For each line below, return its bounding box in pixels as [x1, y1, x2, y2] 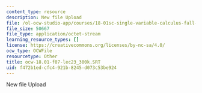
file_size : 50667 [6, 25, 50, 32]
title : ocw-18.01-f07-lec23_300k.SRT [6, 59, 101, 65]
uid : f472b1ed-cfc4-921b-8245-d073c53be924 [6, 64, 117, 71]
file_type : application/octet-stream [6, 31, 101, 37]
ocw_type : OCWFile [6, 48, 52, 54]
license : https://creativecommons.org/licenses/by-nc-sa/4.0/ [6, 43, 165, 49]
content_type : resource [6, 8, 66, 15]
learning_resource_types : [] [6, 37, 79, 43]
